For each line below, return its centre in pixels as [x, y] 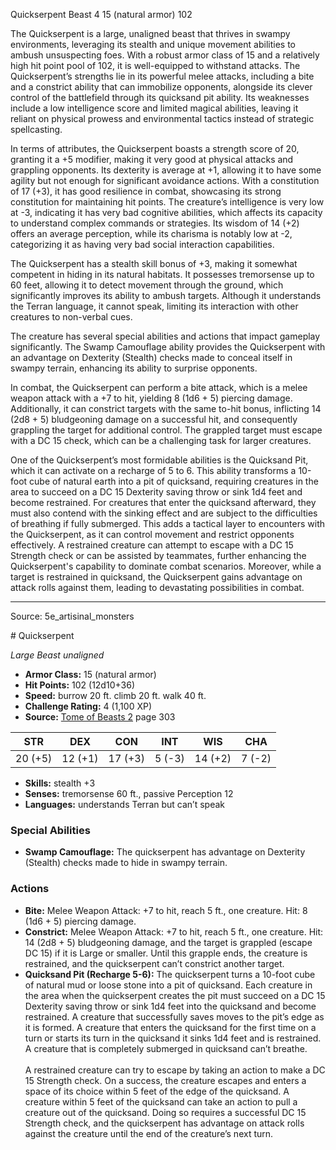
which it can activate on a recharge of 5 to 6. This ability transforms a [153, 470]
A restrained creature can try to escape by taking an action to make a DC [175, 1070]
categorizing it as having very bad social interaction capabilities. [142, 244]
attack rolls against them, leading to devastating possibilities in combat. [157, 587]
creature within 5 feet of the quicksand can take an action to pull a [161, 1101]
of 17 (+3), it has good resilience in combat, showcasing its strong [146, 191]
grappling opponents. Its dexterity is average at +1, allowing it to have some [166, 170]
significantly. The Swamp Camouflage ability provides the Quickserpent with [168, 347]
